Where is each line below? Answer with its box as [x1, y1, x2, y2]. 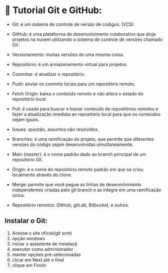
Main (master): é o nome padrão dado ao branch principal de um [12, 151, 146, 157]
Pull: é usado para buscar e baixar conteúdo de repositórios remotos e [12, 105, 158, 112]
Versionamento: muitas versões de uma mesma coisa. [12, 51, 124, 58]
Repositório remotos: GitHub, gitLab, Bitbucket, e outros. [12, 202, 129, 208]
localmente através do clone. [12, 172, 72, 178]
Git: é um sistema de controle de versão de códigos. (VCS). [12, 21, 135, 27]
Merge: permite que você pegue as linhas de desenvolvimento [12, 181, 142, 187]
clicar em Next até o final [12, 257, 64, 263]
